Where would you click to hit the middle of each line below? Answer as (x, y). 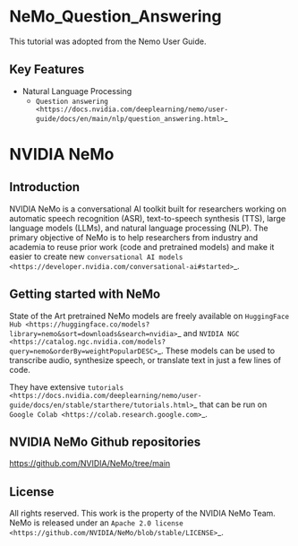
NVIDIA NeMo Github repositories (105, 442)
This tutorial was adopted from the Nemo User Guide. (108, 41)
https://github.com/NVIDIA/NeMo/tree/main (90, 464)
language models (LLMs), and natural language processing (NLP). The (139, 228)
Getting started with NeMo (85, 295)
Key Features (47, 69)
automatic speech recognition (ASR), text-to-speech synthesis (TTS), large (148, 218)
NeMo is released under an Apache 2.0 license (96, 523)
